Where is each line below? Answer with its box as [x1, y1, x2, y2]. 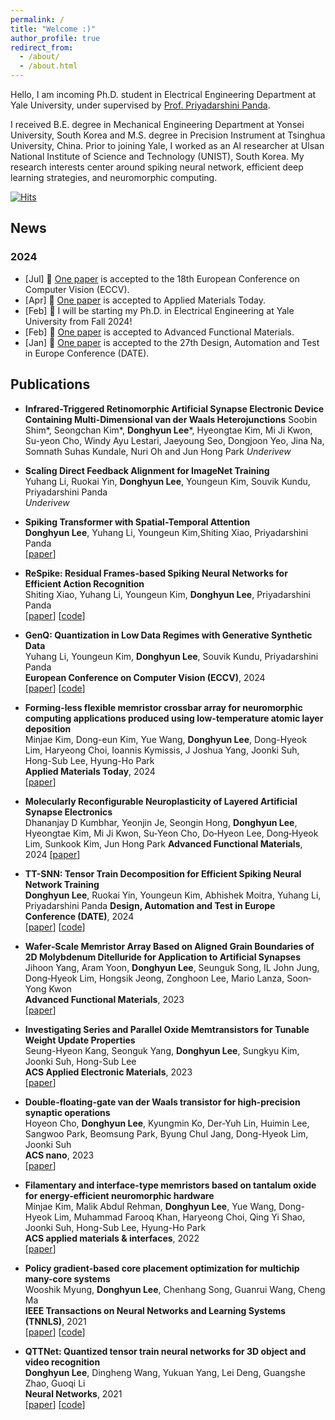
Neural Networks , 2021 [24, 1387, 123, 1400]
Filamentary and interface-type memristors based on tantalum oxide [24, 1179, 317, 1191]
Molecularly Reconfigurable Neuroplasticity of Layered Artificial [24, 795, 298, 807]
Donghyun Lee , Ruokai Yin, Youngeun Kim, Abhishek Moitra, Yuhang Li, [24, 889, 322, 901]
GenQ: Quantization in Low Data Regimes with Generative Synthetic [24, 629, 313, 641]
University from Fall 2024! [24, 315, 133, 327]
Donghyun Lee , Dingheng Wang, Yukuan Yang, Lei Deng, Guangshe [24, 1366, 306, 1378]
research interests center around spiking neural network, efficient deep [10, 161, 304, 173]
